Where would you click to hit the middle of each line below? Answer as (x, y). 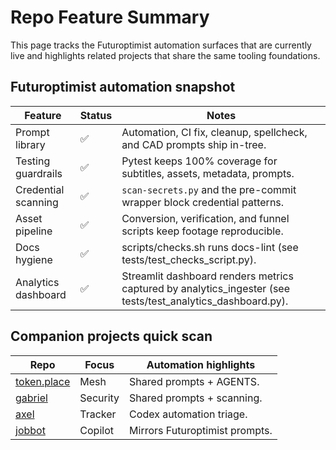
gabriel (31, 398)
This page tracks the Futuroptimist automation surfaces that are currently (161, 45)
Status (96, 115)
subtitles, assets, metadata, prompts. (208, 173)
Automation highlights (201, 364)
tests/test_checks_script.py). (189, 259)
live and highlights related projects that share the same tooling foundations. (165, 55)
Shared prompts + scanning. (196, 398)
